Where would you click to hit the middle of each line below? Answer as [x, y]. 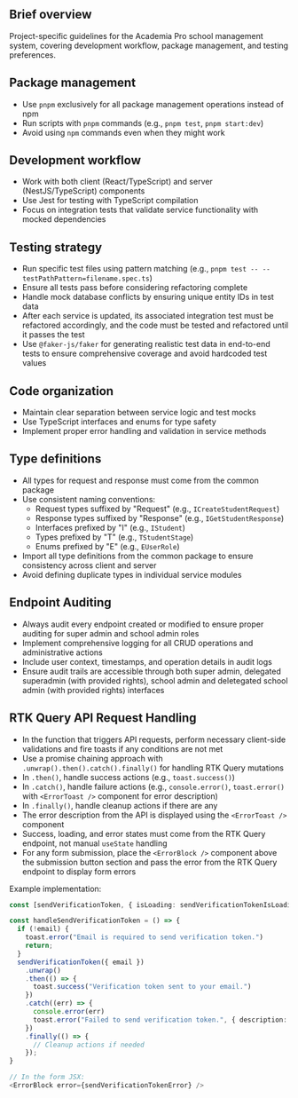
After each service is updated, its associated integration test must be [148, 316]
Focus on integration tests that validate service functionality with [140, 210]
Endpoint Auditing [61, 603]
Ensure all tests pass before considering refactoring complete [135, 288]
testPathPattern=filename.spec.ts [86, 279]
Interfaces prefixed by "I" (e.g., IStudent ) [110, 527]
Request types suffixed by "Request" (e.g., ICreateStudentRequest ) [157, 509]
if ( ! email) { [43, 929]
